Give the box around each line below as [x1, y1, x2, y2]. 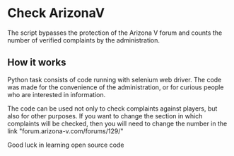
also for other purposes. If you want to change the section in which [7, 111, 203, 120]
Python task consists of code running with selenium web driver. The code [7, 75, 222, 84]
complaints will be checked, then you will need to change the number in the [7, 119, 228, 128]
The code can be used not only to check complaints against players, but [7, 104, 218, 113]
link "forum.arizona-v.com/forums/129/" [7, 126, 124, 135]
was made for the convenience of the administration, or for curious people [7, 83, 224, 91]
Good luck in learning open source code [7, 140, 124, 149]
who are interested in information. [7, 90, 106, 99]
